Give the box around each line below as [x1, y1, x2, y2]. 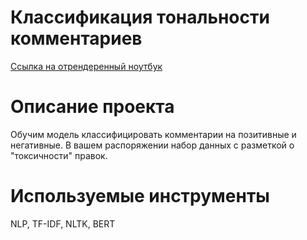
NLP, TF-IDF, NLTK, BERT [10, 217, 116, 230]
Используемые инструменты [10, 185, 270, 208]
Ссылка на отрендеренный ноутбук [10, 60, 163, 72]
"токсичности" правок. [10, 149, 108, 161]
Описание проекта [10, 96, 175, 118]
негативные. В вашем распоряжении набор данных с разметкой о [10, 139, 295, 151]
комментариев [10, 27, 143, 50]
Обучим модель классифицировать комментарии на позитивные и [10, 128, 297, 140]
